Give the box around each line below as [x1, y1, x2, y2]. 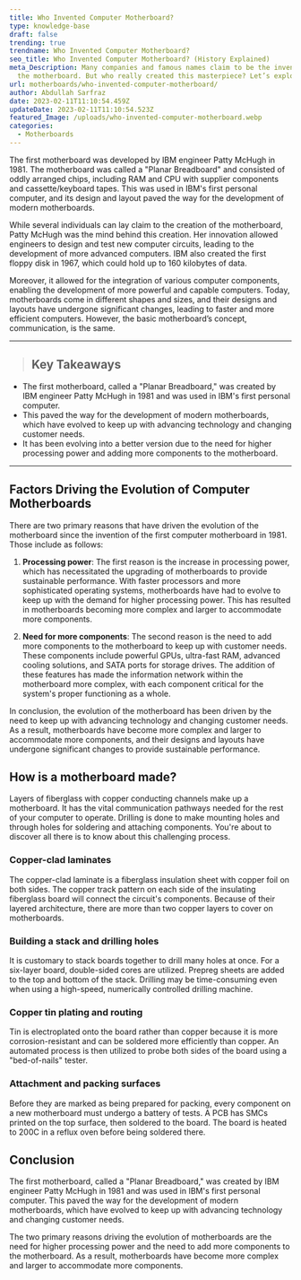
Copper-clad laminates [9, 854, 112, 866]
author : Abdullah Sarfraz [9, 88, 106, 97]
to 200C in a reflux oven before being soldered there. [9, 1127, 206, 1137]
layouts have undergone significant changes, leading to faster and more [9, 303, 275, 314]
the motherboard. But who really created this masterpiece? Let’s [17, 72, 271, 81]
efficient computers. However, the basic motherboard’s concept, [9, 313, 248, 324]
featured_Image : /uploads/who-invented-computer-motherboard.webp [9, 113, 262, 122]
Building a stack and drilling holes [9, 935, 159, 947]
